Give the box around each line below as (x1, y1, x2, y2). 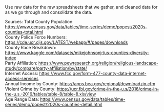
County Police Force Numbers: (5, 34, 67, 40)
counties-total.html (5, 29, 43, 35)
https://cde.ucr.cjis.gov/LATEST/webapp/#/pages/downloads (5, 39, 128, 45)
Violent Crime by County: (5, 86, 56, 92)
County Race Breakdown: (5, 45, 56, 50)
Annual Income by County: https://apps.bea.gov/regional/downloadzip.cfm (5, 81, 156, 87)
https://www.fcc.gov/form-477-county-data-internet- (39, 71, 147, 76)
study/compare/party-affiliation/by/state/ (5, 65, 87, 71)
